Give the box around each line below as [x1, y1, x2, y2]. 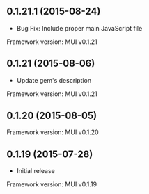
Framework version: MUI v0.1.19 [6, 180, 97, 188]
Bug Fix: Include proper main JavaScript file [16, 24, 143, 32]
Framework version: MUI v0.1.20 [6, 128, 99, 136]
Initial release [16, 167, 55, 175]
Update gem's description [16, 76, 92, 84]
